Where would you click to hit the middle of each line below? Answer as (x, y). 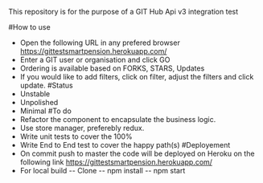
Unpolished (39, 102)
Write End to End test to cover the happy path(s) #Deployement (125, 145)
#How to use (29, 27)
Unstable (35, 94)
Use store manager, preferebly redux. (82, 128)
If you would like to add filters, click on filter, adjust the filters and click (137, 77)
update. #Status (47, 85)
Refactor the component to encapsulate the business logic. (118, 119)
